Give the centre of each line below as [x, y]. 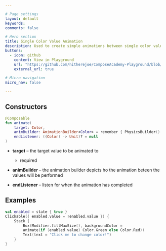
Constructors [26, 107]
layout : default [22, 19]
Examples [21, 200]
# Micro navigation [25, 78]
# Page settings [22, 14]
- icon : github [25, 55]
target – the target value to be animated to [55, 151]
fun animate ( [19, 123]
